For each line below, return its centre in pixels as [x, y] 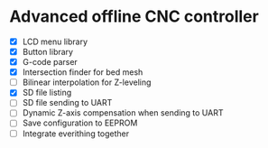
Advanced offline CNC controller [134, 17]
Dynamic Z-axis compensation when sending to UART [123, 113]
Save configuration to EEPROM [80, 123]
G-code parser [50, 62]
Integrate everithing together [76, 134]
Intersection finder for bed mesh [83, 72]
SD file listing [47, 93]
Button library [48, 52]
